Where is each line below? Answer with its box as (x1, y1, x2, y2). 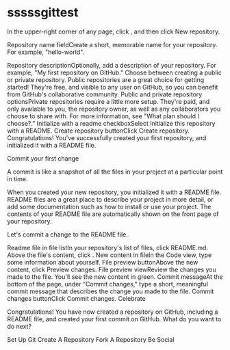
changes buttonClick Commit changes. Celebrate (7, 294, 146, 302)
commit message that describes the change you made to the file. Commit (7, 287, 214, 295)
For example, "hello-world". (7, 48, 85, 56)
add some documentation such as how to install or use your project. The (7, 202, 212, 211)
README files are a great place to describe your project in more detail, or (7, 195, 214, 203)
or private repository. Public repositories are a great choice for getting (7, 75, 205, 83)
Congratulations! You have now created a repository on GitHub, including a (7, 308, 218, 316)
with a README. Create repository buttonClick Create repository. (7, 126, 190, 135)
